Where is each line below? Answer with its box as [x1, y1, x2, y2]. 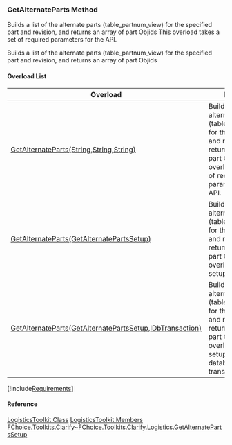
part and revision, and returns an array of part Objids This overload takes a [7, 28, 220, 36]
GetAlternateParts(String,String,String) [10, 144, 136, 154]
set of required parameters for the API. [7, 35, 117, 44]
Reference [7, 400, 38, 408]
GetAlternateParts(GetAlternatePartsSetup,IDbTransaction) [10, 323, 202, 333]
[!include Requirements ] [7, 384, 74, 392]
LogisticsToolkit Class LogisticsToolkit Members [7, 415, 144, 424]
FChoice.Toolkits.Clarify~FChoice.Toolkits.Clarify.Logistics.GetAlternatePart [7, 423, 222, 431]
